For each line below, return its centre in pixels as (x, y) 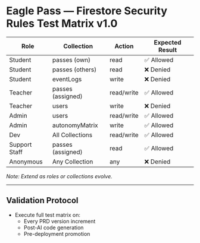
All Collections (73, 135)
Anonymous (26, 162)
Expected (168, 42)
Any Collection (73, 162)
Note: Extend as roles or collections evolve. (59, 176)
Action (124, 46)
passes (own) (72, 59)
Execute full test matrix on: (47, 214)
